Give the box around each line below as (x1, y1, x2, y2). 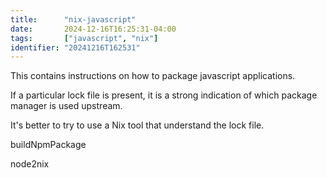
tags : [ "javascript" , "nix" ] (10, 33, 159, 43)
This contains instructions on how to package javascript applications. (10, 70, 296, 82)
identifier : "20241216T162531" (10, 42, 141, 53)
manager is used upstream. (10, 100, 123, 112)
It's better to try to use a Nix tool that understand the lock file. (10, 119, 265, 131)
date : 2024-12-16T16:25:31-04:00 (10, 24, 177, 34)
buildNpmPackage (10, 139, 87, 151)
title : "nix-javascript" (10, 14, 137, 25)
